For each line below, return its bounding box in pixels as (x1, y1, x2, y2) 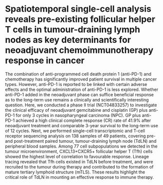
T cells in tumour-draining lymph (5, 24, 140, 35)
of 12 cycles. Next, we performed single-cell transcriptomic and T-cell (5, 128, 145, 134)
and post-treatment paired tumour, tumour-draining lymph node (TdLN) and (5, 138, 157, 144)
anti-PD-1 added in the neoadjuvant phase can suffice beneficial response (5, 91, 154, 98)
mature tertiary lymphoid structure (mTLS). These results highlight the (5, 169, 145, 175)
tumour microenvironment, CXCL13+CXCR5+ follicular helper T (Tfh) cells (5, 148, 153, 154)
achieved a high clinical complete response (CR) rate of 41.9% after (16, 118, 151, 123)
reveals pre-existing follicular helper (5, 14, 156, 25)
